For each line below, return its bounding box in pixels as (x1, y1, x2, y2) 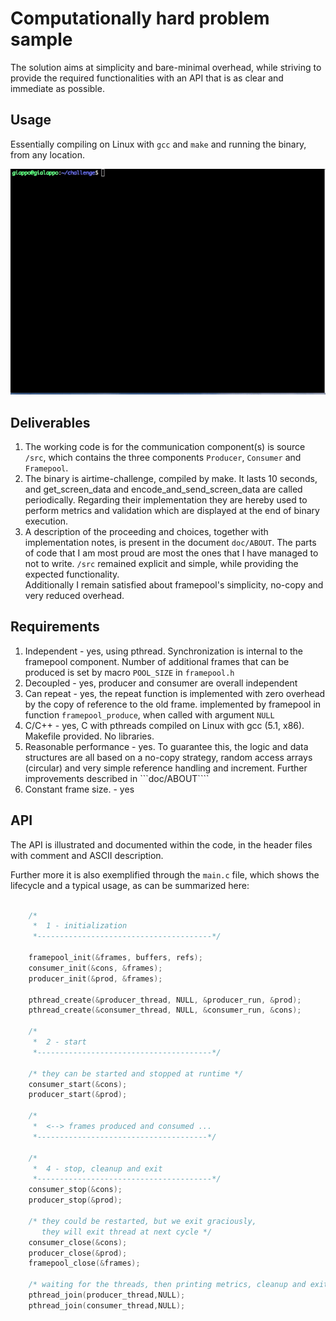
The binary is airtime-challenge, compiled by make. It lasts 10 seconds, (24, 473, 318, 485)
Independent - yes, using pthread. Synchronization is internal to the (24, 645, 304, 657)
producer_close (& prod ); (28, 1248, 128, 1258)
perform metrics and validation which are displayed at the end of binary (24, 505, 320, 517)
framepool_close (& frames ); (28, 1258, 141, 1269)
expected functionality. (24, 568, 120, 581)
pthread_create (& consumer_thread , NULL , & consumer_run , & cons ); (28, 1005, 302, 1016)
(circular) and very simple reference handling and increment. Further (24, 762, 308, 774)
